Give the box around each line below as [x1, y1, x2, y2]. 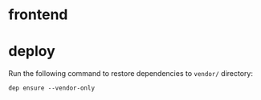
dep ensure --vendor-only [8, 84, 95, 93]
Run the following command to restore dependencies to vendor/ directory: [8, 69, 253, 78]
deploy [8, 42, 56, 61]
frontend [8, 6, 68, 24]
